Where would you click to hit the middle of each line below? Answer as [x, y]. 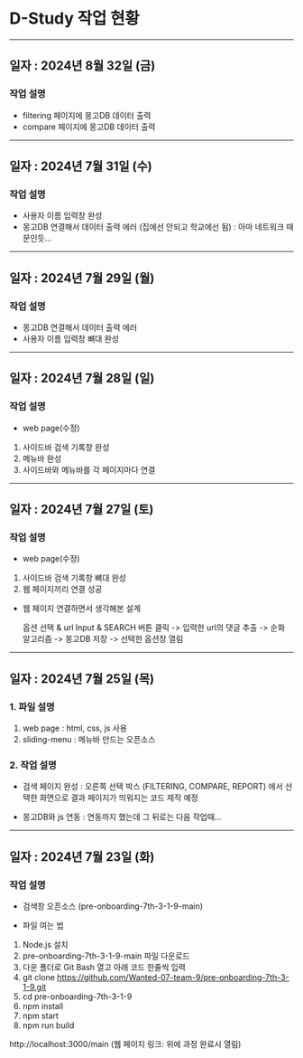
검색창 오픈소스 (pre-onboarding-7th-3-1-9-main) [113, 906]
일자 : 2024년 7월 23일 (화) [82, 857]
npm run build [48, 1025]
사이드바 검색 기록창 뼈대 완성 [74, 578]
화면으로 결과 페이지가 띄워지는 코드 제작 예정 [119, 798]
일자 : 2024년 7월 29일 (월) [82, 278]
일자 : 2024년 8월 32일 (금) [83, 66]
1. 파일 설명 [32, 706]
